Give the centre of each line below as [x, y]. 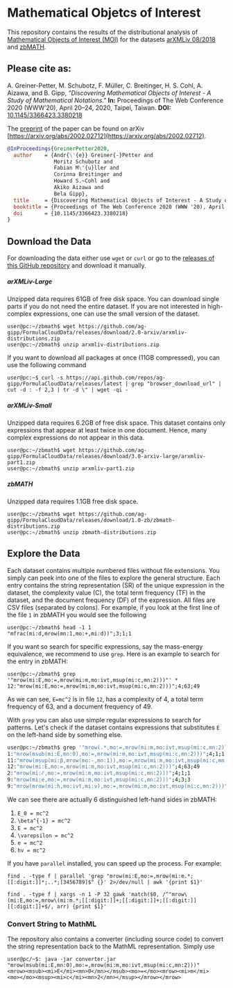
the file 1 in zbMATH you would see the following [77, 615]
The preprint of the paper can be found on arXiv [76, 128]
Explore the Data [44, 554]
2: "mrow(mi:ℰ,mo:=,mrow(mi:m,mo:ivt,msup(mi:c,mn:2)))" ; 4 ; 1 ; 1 [99, 773]
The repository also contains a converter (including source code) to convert [115, 939]
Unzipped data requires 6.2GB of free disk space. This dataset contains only [116, 423]
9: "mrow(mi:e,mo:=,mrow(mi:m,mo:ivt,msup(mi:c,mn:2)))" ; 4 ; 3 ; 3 [99, 780]
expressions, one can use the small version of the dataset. [116, 314]
